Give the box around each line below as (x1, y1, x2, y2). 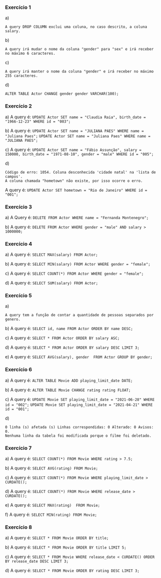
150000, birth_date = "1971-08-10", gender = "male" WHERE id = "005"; (5, 152, 154, 156)
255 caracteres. (5, 73, 38, 78)
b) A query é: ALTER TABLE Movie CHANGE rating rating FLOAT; (5, 387, 131, 393)
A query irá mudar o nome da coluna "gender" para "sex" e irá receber (5, 47, 154, 52)
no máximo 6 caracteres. (5, 51, 56, 56)
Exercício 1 (5, 4, 31, 11)
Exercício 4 (5, 240, 33, 247)
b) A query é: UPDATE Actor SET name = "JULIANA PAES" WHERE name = (5, 128, 144, 133)
